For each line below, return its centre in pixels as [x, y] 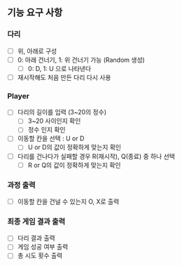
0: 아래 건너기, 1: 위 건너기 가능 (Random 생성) [81, 60]
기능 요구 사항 [35, 13]
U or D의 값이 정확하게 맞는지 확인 [74, 147]
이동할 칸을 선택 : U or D [51, 138]
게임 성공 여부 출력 [43, 247]
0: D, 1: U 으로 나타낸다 [59, 68]
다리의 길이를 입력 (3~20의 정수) [62, 112]
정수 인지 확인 [47, 130]
